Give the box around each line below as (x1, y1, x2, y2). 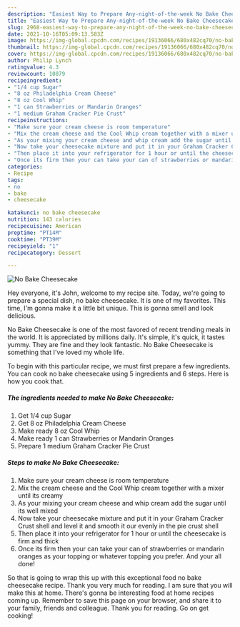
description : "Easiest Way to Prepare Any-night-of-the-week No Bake (7, 10, 219, 18)
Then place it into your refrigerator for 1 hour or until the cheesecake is (17, 529, 226, 538)
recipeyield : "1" (7, 242, 59, 250)
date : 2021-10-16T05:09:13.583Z (7, 30, 104, 38)
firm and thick (17, 537, 59, 546)
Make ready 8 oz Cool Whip (17, 426, 100, 436)
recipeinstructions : (7, 116, 69, 124)
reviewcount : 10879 (7, 70, 66, 77)
